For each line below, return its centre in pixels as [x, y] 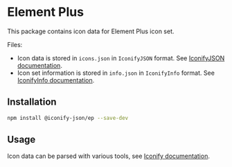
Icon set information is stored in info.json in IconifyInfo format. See [116, 73]
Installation [32, 102]
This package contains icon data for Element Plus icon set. [91, 31]
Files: [15, 44]
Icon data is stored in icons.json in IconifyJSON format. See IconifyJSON [121, 58]
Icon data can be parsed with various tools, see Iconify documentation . [108, 156]
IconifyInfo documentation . [56, 80]
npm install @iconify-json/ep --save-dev [68, 118]
